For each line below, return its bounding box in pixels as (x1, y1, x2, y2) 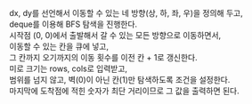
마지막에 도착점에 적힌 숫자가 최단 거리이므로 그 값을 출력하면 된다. (9, 85, 240, 96)
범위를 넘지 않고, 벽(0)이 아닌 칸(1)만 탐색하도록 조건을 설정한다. (9, 75, 231, 84)
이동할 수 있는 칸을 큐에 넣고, (9, 41, 110, 52)
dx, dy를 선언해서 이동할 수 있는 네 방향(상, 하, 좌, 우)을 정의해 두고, (9, 8, 243, 18)
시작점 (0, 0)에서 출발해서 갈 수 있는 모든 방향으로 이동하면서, (9, 30, 222, 40)
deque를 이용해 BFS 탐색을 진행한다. (9, 19, 138, 29)
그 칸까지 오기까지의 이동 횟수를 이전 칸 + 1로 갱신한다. (9, 52, 198, 62)
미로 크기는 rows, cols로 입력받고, (9, 63, 127, 74)
